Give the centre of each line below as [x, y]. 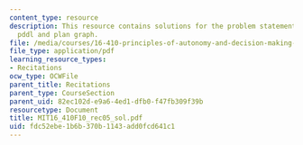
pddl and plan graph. [58, 34]
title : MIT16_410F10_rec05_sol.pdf [76, 118]
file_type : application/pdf [62, 51]
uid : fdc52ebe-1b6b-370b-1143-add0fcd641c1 [92, 127]
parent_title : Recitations [60, 85]
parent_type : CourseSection [62, 93]
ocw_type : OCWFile [44, 77]
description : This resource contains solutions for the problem [133, 26]
